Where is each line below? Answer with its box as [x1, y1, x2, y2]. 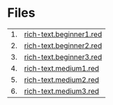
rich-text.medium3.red [24, 86, 100, 96]
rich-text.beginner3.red [24, 52, 103, 62]
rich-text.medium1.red [24, 63, 100, 73]
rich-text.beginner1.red [24, 29, 103, 39]
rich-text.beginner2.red [24, 41, 103, 50]
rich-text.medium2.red [24, 75, 100, 85]
